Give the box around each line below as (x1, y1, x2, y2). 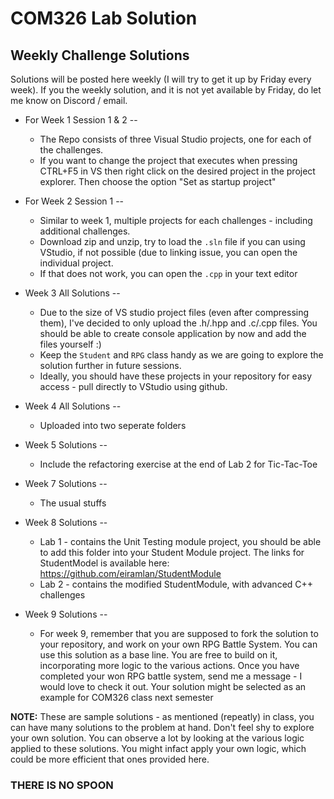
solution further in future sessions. (39, 360, 182, 371)
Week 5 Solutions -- (24, 439, 108, 451)
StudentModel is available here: (39, 557, 170, 569)
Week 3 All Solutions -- (24, 287, 121, 299)
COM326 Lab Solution (10, 7, 198, 30)
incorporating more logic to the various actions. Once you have (39, 660, 300, 671)
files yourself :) (39, 338, 102, 350)
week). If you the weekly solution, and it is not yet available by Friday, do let (10, 84, 322, 96)
